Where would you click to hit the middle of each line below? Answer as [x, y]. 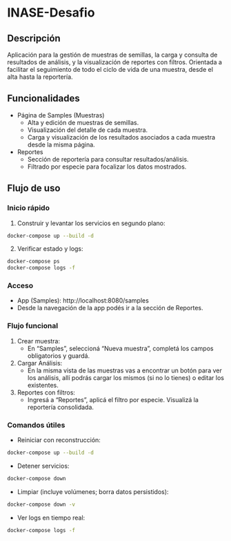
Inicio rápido [29, 208]
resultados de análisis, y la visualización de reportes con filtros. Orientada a [115, 62]
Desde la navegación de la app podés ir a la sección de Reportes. [110, 308]
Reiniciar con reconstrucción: [59, 440]
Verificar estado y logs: [50, 249]
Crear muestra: [39, 341]
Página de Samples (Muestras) [61, 115]
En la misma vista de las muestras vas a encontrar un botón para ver [124, 370]
